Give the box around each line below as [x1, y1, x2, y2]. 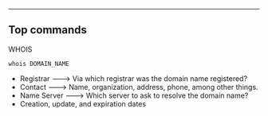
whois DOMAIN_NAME [8, 60, 69, 68]
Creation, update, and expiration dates [19, 99, 146, 108]
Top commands [8, 23, 88, 37]
